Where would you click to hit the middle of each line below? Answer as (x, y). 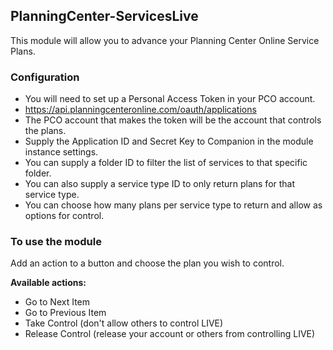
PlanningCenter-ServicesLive (104, 16)
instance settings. (61, 152)
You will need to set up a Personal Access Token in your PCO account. (170, 99)
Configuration (45, 77)
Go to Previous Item (65, 313)
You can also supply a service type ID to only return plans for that (160, 184)
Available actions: (48, 283)
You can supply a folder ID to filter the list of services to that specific (166, 163)
